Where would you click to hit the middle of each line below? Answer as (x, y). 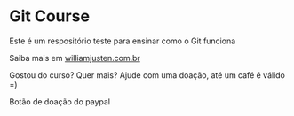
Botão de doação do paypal (60, 101)
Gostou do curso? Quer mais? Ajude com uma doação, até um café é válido (147, 75)
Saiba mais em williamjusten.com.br (75, 58)
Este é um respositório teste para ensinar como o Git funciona (123, 41)
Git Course (50, 16)
